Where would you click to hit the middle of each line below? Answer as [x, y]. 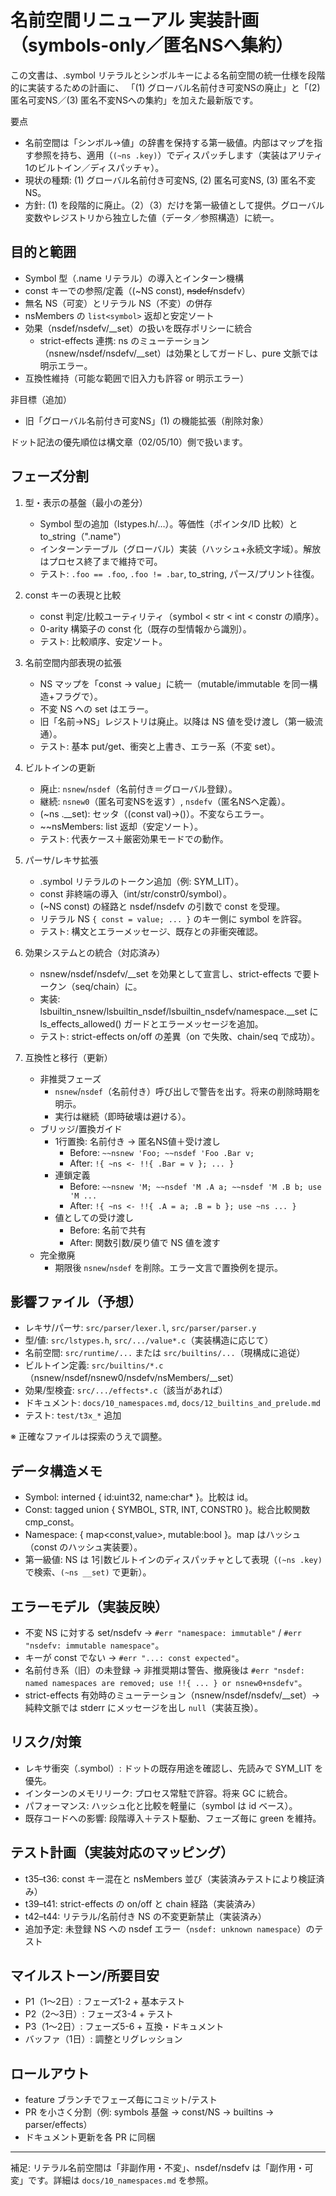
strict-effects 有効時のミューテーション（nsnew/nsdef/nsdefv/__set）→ [172, 1695]
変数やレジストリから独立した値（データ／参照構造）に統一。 [152, 217]
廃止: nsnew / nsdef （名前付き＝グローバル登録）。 [138, 788]
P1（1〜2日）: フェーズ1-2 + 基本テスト [105, 2002]
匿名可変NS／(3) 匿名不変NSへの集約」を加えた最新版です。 [134, 100]
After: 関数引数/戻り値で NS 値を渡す [145, 1242]
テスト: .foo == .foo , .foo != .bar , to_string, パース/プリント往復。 [179, 573]
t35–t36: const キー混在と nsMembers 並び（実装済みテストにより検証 [170, 1878]
